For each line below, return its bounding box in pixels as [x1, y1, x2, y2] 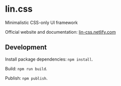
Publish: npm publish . [5, 75, 48, 81]
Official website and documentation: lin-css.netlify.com [5, 29, 116, 35]
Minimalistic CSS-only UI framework [5, 20, 78, 25]
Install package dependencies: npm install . [5, 56, 93, 62]
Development [5, 43, 47, 52]
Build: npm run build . [5, 65, 47, 71]
